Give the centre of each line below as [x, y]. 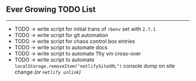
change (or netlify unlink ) [48, 72]
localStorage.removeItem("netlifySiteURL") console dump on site [94, 65]
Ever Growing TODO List [51, 10]
